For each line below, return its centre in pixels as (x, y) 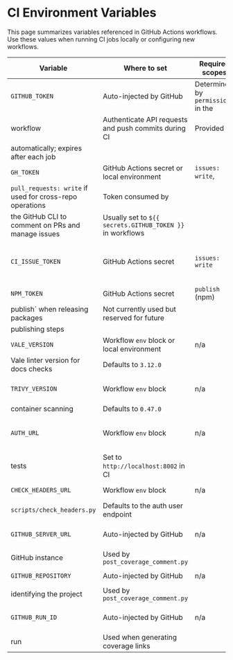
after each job (33, 157)
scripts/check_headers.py (53, 510)
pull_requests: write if (49, 188)
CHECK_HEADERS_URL (41, 490)
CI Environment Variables (82, 13)
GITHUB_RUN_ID (34, 617)
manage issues (35, 233)
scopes (215, 72)
